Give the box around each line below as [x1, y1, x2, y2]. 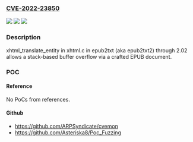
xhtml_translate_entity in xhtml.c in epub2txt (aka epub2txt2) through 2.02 [6, 46, 188, 54]
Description [6, 33, 41, 42]
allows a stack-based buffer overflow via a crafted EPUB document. [6, 53, 172, 60]
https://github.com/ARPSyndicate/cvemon [14, 122, 119, 130]
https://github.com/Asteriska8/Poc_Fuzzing [14, 129, 122, 136]
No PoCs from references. [6, 96, 70, 103]
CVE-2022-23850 [6, 4, 60, 12]
